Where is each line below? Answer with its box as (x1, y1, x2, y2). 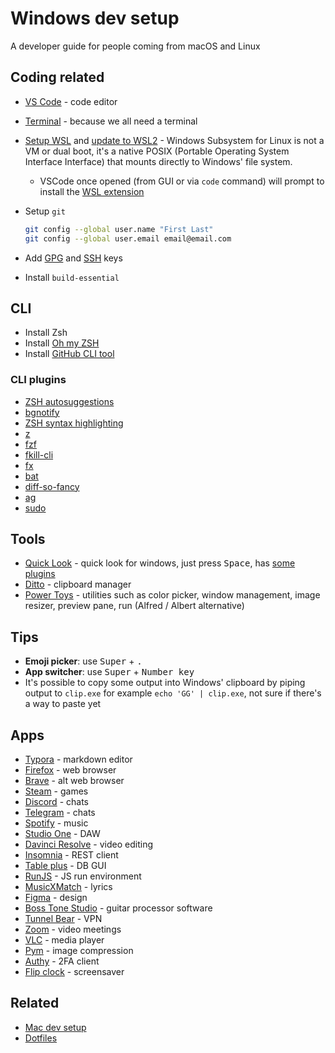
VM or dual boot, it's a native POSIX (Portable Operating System (24, 145, 290, 157)
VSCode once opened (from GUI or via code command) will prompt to (39, 175, 325, 187)
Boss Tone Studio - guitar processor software (24, 902, 213, 914)
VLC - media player (24, 934, 105, 946)
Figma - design (24, 892, 88, 904)
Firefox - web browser (24, 764, 117, 776)
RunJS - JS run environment (24, 870, 142, 882)
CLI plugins (10, 373, 67, 387)
